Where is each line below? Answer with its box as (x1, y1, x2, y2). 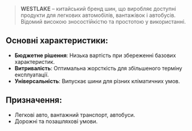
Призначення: (5, 95, 62, 106)
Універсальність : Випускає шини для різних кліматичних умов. (14, 77, 180, 84)
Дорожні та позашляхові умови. (14, 118, 98, 125)
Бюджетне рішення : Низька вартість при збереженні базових (14, 52, 176, 59)
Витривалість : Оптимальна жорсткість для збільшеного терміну (14, 64, 182, 72)
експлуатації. (14, 71, 49, 78)
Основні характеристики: (5, 36, 108, 46)
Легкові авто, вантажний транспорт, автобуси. (14, 111, 136, 118)
